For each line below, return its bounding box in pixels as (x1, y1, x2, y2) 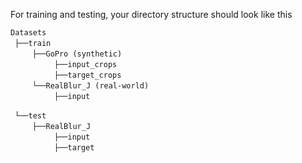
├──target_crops (54, 70, 122, 80)
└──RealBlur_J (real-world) (32, 81, 150, 91)
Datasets (10, 28, 47, 38)
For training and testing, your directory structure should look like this (10, 9, 293, 20)
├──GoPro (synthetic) (32, 49, 123, 59)
